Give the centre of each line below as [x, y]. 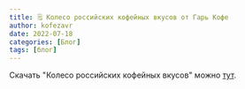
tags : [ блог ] [33, 50]
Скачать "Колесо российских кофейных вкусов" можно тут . [123, 75]
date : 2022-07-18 [41, 33]
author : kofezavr [41, 26]
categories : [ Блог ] [45, 42]
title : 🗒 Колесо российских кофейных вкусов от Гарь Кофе [119, 17]
